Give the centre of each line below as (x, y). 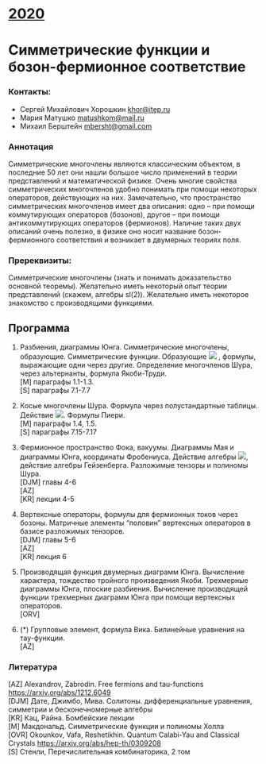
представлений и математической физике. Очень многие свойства (123, 180)
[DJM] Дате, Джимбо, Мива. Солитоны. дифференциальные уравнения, (130, 701)
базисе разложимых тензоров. (72, 531)
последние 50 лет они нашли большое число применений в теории (123, 172)
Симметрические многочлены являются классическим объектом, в (124, 164)
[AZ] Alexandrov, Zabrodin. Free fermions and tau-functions (106, 685)
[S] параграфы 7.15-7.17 (58, 432)
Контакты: (30, 92)
